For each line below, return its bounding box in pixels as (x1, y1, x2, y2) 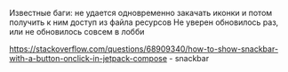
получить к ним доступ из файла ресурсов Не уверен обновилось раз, (9, 17, 279, 28)
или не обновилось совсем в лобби (9, 27, 145, 36)
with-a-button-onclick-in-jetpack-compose (9, 53, 167, 63)
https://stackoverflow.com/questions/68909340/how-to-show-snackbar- (9, 44, 278, 54)
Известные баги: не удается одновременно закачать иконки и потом (9, 8, 273, 18)
